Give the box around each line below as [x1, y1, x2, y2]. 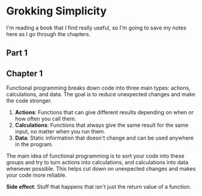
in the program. [14, 141, 54, 148]
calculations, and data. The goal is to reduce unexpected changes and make [6, 91, 195, 98]
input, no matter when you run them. [14, 128, 106, 135]
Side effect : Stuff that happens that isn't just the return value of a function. [6, 183, 192, 191]
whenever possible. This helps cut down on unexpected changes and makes [6, 165, 196, 173]
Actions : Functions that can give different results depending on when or [14, 109, 194, 116]
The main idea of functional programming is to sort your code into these [6, 152, 185, 160]
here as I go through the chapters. [6, 30, 91, 37]
